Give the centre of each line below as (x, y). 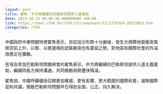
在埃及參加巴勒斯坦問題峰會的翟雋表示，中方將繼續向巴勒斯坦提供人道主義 (79, 64)
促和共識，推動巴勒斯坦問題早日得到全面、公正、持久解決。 (65, 87)
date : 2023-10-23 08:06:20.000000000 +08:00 (51, 18)
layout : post (18, 9)
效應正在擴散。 (20, 54)
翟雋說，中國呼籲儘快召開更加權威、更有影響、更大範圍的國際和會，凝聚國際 (81, 81)
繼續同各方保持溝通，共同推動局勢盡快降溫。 (58, 70)
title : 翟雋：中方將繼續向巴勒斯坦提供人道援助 (47, 14)
